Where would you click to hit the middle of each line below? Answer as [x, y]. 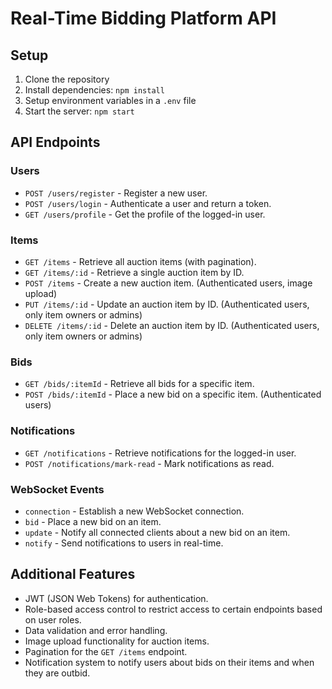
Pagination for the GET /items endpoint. [106, 651]
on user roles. [53, 619]
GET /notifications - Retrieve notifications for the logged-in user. [160, 453]
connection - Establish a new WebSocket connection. [134, 511]
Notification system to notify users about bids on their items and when [169, 662]
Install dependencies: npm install [94, 90]
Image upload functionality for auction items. [117, 641]
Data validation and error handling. [96, 630]
